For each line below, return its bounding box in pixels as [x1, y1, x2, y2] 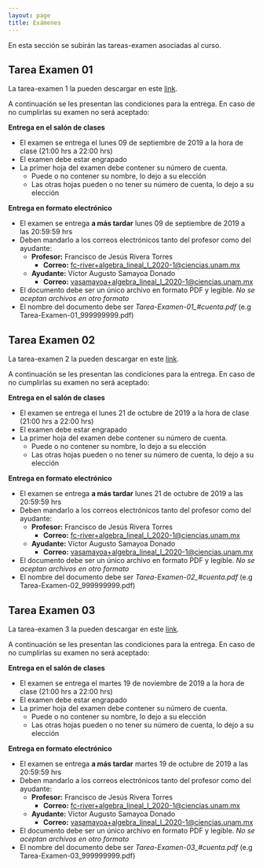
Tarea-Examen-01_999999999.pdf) [19, 311, 134, 320]
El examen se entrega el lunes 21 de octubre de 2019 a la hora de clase [19, 408, 250, 417]
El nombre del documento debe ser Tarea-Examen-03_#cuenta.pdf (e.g [19, 842, 253, 851]
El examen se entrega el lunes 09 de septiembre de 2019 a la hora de [19, 138, 243, 148]
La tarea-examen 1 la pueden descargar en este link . [8, 84, 178, 94]
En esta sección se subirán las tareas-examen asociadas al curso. [8, 40, 221, 50]
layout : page [8, 11, 51, 20]
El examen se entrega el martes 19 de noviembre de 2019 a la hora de [19, 678, 245, 688]
